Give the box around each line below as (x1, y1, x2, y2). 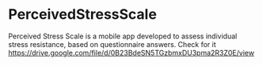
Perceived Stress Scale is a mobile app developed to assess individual (8, 31, 238, 41)
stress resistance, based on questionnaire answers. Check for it (8, 39, 216, 49)
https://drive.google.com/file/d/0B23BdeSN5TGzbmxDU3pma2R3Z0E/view (8, 48, 255, 57)
